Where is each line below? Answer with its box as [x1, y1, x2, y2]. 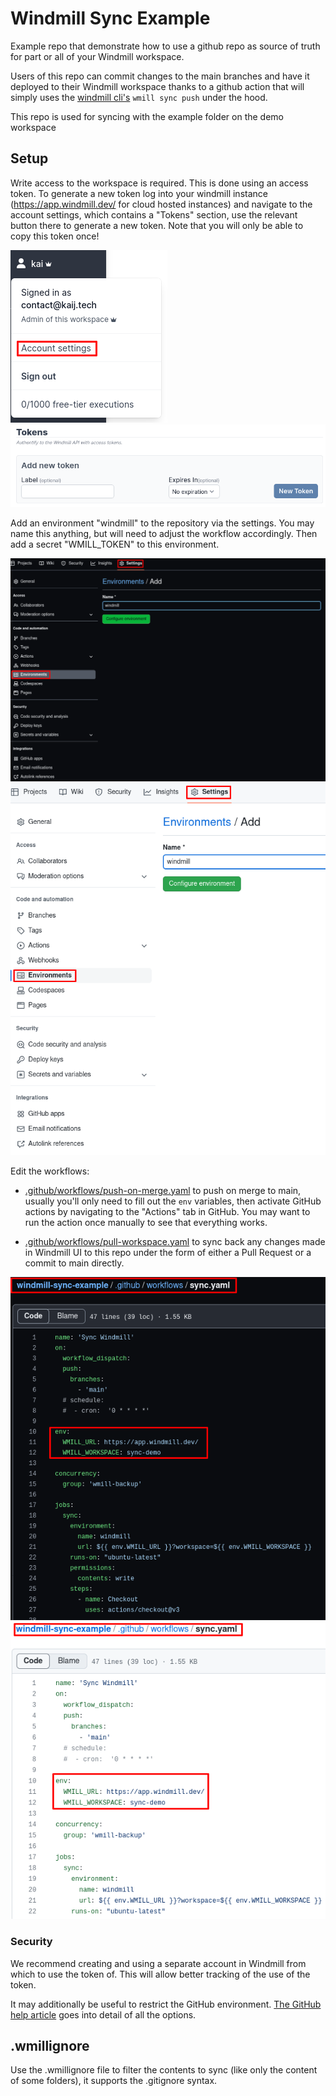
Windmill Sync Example [10, 7, 211, 30]
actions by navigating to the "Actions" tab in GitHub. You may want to [24, 1205, 311, 1217]
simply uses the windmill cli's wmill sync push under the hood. [10, 91, 268, 103]
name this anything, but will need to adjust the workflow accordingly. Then [10, 527, 318, 539]
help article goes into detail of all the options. [10, 2008, 197, 2021]
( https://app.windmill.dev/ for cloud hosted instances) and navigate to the [10, 198, 313, 210]
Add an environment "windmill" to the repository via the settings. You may [10, 517, 315, 529]
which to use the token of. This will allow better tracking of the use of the [10, 1968, 311, 1980]
